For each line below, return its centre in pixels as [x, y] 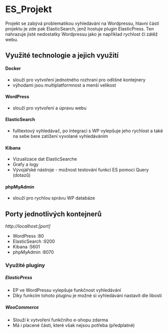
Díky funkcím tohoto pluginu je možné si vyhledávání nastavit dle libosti [87, 295]
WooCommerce [22, 307]
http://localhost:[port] [28, 226]
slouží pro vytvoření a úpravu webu [49, 108]
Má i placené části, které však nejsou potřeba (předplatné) [74, 325]
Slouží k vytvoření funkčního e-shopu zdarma [60, 320]
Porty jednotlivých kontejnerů [54, 214]
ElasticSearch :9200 [34, 241]
